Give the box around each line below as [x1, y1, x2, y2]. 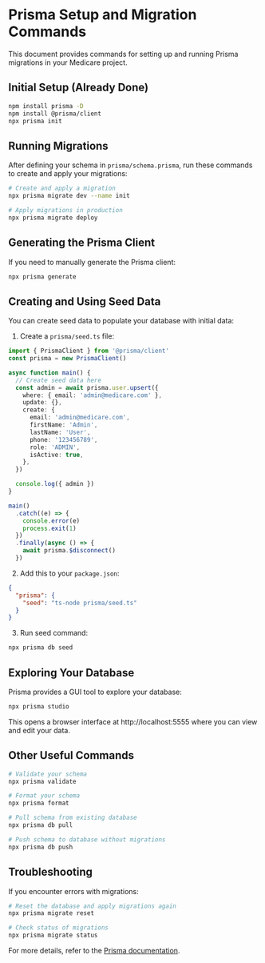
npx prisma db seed [8, 644, 73, 652]
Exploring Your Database [8, 666, 135, 680]
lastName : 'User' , [29, 428, 91, 436]
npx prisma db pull [8, 821, 73, 829]
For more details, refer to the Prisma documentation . [8, 946, 180, 955]
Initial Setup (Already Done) [8, 81, 149, 94]
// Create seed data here [15, 376, 102, 384]
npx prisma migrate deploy [8, 214, 98, 222]
